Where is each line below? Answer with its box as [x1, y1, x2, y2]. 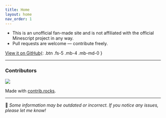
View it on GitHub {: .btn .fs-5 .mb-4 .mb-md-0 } [5, 50, 103, 56]
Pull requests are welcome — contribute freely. [12, 41, 108, 47]
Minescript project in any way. [12, 35, 74, 41]
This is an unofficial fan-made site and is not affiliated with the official [12, 30, 154, 36]
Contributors [5, 67, 37, 74]
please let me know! [5, 107, 46, 113]
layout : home [5, 12, 32, 17]
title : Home [5, 7, 30, 12]
